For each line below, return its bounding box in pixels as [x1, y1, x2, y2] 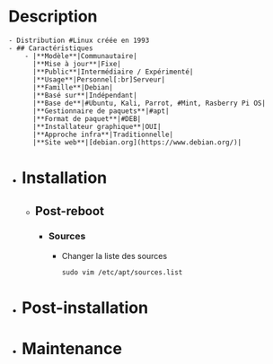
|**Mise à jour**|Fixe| [31, 59, 122, 68]
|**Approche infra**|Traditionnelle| [31, 130, 174, 139]
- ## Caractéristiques [8, 43, 93, 53]
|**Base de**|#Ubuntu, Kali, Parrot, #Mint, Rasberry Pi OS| [31, 99, 267, 108]
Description [8, 6, 98, 27]
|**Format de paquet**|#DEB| [31, 114, 142, 123]
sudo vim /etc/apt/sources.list [61, 267, 183, 277]
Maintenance [21, 339, 123, 360]
